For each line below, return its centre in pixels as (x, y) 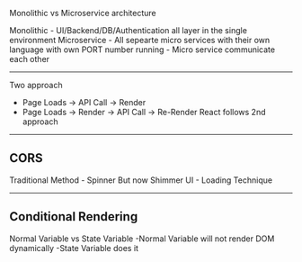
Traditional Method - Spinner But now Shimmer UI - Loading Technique (141, 180)
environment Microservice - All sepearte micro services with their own (140, 40)
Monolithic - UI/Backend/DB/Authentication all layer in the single (128, 30)
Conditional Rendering (74, 217)
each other (30, 59)
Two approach (36, 85)
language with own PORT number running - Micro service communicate (142, 50)
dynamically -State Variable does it (74, 248)
